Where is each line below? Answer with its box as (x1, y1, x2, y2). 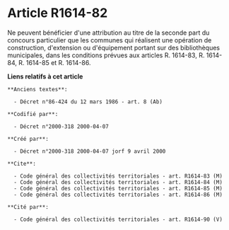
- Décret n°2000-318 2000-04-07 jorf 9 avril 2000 (13, 147, 166, 155)
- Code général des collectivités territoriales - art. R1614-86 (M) (13, 191, 223, 198)
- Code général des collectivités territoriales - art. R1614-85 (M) (13, 185, 223, 192)
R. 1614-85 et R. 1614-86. (18, 58, 91, 67)
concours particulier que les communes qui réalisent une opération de (7, 35, 212, 44)
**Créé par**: (7, 135, 49, 142)
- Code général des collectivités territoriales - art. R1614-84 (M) (13, 178, 223, 185)
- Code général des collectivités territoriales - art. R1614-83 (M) (13, 172, 223, 180)
